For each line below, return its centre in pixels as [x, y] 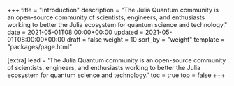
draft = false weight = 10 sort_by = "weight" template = [146, 40]
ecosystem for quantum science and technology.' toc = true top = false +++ [116, 75]
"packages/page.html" [40, 47]
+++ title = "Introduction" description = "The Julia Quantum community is [113, 10]
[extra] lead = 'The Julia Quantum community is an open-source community [117, 60]
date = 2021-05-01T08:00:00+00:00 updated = [75, 32]
